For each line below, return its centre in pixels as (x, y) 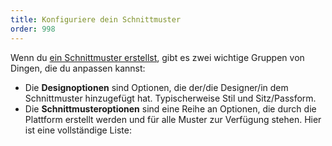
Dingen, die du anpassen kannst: (78, 68)
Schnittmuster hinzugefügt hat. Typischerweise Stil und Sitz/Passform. (170, 98)
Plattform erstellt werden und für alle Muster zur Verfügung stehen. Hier (173, 119)
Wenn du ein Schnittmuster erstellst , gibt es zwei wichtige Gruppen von (157, 57)
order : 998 (33, 29)
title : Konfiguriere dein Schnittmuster (96, 19)
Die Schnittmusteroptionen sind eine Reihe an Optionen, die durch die (170, 108)
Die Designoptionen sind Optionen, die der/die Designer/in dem (156, 87)
